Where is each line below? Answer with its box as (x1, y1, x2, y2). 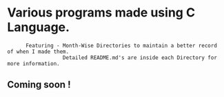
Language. (7, 19, 70, 35)
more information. (7, 60, 60, 67)
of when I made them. (7, 48, 70, 55)
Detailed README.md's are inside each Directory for (62, 54, 217, 61)
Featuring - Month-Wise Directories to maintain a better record (25, 42, 217, 49)
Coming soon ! (7, 79, 71, 91)
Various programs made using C (7, 5, 195, 21)
